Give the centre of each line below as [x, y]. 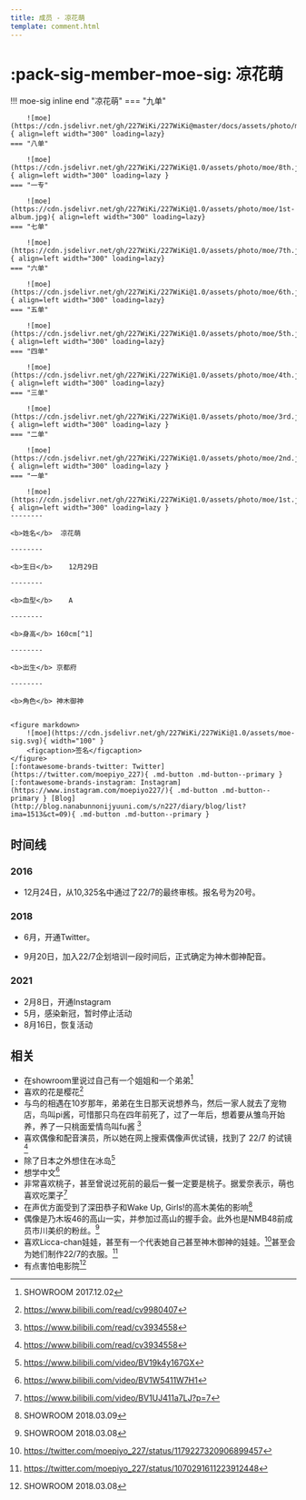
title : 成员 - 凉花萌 [48, 18]
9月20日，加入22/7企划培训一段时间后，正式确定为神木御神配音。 [147, 957]
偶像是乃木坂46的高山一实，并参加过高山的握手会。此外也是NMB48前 [154, 1218]
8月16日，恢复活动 [58, 1024]
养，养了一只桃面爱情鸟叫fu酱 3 [82, 1125]
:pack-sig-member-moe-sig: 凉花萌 [147, 74]
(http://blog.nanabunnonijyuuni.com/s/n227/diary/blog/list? [128, 806]
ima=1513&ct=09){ [43, 815]
